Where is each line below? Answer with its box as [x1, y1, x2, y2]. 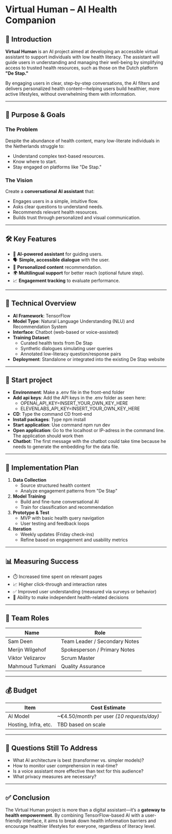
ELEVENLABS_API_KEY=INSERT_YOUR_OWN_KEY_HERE [20, 405, 140, 412]
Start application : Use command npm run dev [12, 422, 111, 428]
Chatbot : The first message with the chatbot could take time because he [12, 438, 166, 444]
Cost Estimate [90, 704, 126, 711]
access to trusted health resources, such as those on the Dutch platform [5, 65, 158, 71]
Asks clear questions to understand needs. [12, 203, 103, 209]
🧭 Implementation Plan [5, 463, 79, 472]
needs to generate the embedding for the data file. [12, 444, 119, 450]
